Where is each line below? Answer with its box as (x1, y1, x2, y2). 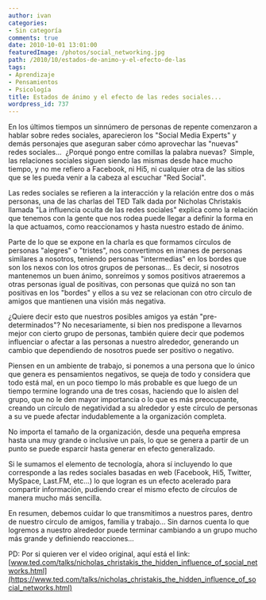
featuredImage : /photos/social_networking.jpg (8, 48, 165, 56)
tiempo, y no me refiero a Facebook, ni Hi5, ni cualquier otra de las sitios (8, 165, 245, 174)
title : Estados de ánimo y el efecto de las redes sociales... (8, 93, 222, 101)
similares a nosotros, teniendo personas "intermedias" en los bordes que (8, 254, 247, 264)
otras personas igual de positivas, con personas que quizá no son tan (8, 280, 236, 289)
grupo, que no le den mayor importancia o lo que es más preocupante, (8, 395, 240, 405)
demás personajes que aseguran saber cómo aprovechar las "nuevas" (8, 139, 239, 149)
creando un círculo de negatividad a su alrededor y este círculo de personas (8, 403, 258, 413)
